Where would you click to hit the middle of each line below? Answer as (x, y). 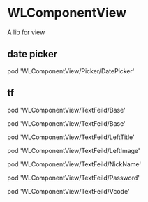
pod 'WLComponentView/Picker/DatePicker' (71, 71)
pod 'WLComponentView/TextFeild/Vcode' (69, 191)
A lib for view (26, 32)
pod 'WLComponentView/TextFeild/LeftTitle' (71, 137)
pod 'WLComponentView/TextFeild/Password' (73, 178)
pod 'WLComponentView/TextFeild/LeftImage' (74, 150)
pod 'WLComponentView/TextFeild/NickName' (74, 164)
